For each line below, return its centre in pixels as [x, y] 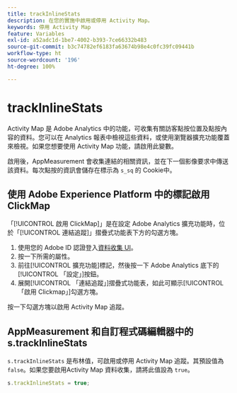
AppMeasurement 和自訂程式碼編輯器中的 [100, 331]
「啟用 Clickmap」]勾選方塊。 [60, 292]
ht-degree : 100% [31, 67]
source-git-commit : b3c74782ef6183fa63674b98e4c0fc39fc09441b [101, 47]
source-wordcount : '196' [44, 60]
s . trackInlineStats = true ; [49, 383]
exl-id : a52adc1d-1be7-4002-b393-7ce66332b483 [77, 40]
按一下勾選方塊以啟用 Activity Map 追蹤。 [68, 307]
